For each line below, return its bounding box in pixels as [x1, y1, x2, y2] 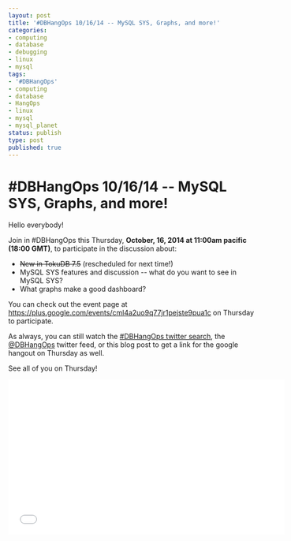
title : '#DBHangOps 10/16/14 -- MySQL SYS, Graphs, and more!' [8, 19, 221, 27]
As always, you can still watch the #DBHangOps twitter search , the [8, 332, 226, 341]
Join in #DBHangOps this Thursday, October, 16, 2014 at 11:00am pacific [8, 236, 247, 245]
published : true [8, 144, 62, 151]
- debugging [8, 48, 47, 56]
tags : [8, 70, 26, 78]
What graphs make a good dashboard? [19, 285, 147, 294]
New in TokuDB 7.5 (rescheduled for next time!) [19, 259, 173, 269]
